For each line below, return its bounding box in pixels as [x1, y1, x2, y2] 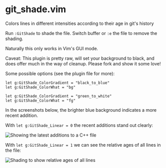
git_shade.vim [5, 4, 66, 15]
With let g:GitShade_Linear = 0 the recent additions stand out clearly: [5, 122, 153, 128]
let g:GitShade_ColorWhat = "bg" [5, 85, 76, 90]
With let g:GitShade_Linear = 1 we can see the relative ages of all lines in [5, 142, 161, 148]
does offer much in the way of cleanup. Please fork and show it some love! [5, 60, 161, 66]
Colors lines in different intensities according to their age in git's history [5, 20, 154, 26]
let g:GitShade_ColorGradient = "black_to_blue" [5, 80, 110, 85]
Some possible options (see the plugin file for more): [5, 70, 115, 77]
